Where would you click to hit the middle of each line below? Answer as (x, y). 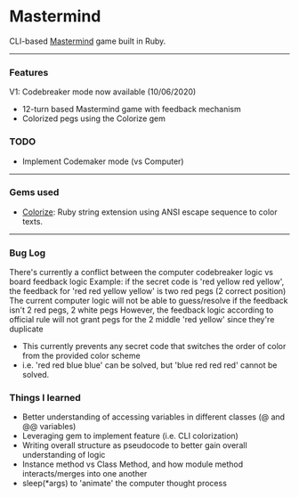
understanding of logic (64, 455)
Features (29, 72)
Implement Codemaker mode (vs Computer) (103, 161)
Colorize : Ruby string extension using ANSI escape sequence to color (149, 212)
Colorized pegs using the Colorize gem (94, 118)
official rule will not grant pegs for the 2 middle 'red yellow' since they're (142, 320)
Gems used (34, 192)
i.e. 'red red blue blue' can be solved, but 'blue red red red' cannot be (149, 365)
